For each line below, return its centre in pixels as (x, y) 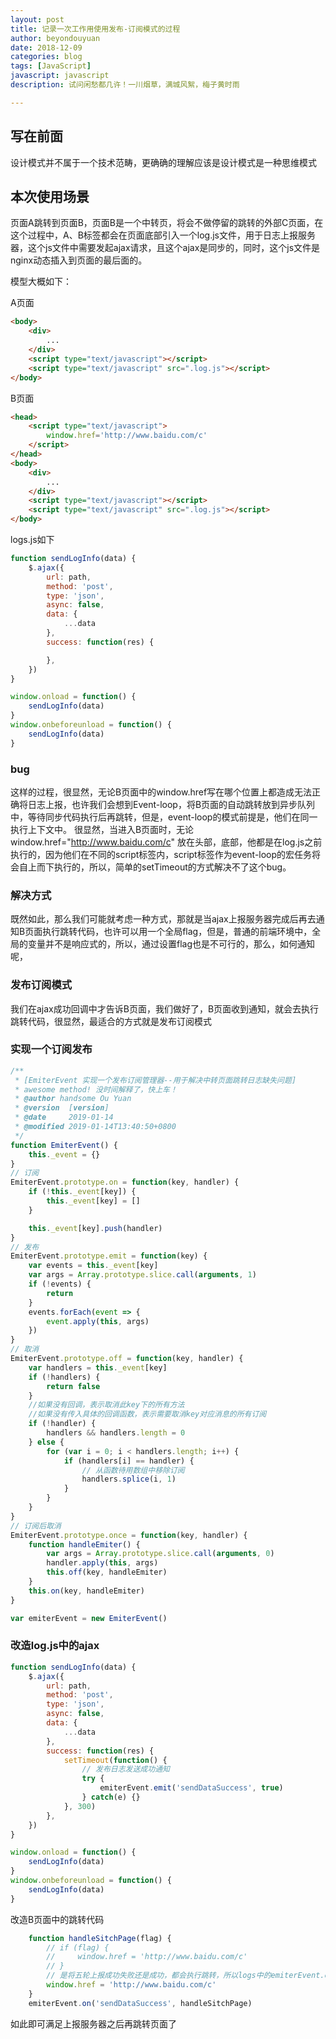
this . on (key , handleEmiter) (86, 1591)
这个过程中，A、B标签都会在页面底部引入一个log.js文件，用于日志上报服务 (163, 235)
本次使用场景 (50, 196)
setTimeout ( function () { (115, 1760)
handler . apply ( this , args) (102, 1563)
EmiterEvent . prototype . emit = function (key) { (109, 1256)
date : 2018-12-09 (46, 47)
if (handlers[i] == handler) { (129, 1461)
